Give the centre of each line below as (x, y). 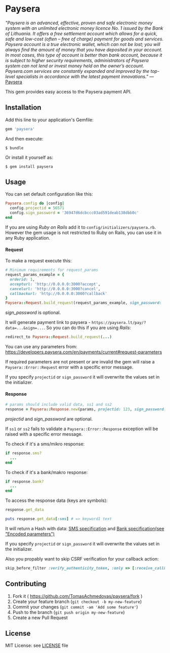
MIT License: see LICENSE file (37, 645)
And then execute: (24, 138)
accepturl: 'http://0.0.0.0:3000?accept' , (55, 284)
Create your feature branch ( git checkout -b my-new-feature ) (77, 601)
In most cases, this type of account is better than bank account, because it (84, 55)
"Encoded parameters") (30, 534)
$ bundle (14, 148)
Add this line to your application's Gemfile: (49, 120)
